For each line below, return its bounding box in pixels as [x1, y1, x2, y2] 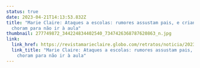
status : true [6, 8, 39, 15]
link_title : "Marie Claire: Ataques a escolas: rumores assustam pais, [11, 47, 193, 53]
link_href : [11, 42, 39, 48]
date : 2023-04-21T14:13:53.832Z [6, 14, 86, 20]
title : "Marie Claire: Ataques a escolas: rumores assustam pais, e [6, 20, 180, 25]
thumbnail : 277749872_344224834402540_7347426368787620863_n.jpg [6, 31, 171, 37]
